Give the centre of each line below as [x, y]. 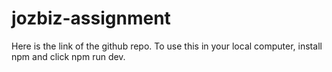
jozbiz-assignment [91, 18]
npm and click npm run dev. [68, 56]
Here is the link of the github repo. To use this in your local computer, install [167, 46]
